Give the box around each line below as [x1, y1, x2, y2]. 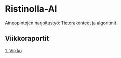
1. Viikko [5, 47, 22, 53]
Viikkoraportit [5, 34, 49, 43]
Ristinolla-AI [5, 3, 57, 15]
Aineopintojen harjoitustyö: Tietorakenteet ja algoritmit [5, 20, 117, 26]
